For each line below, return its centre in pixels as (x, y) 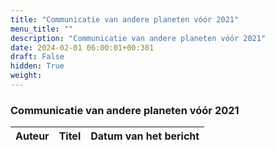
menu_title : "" (42, 29)
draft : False (37, 57)
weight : (26, 76)
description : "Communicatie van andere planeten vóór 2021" (138, 38)
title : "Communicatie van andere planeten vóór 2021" (125, 19)
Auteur (32, 136)
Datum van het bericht (145, 136)
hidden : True (37, 66)
